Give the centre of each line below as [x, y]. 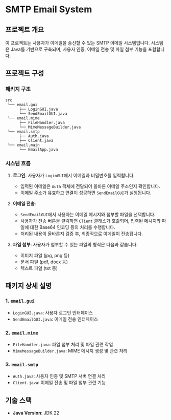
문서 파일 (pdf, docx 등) [44, 262]
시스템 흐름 [18, 163]
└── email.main [23, 145]
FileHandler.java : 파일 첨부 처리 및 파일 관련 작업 [63, 344]
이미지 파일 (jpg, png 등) [45, 255]
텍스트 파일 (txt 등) [39, 268]
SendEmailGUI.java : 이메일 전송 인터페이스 [55, 319]
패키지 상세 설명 [29, 286]
